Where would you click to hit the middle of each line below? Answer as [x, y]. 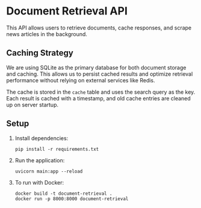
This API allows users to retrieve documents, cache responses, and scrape [99, 28]
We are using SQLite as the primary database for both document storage [96, 67]
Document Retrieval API [67, 11]
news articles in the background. [47, 34]
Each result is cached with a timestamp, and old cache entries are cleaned [98, 98]
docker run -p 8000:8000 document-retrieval [72, 199]
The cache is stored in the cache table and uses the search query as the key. [101, 92]
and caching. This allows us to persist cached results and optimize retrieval [100, 74]
